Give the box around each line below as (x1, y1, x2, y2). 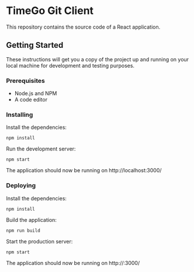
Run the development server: (6, 145, 76, 152)
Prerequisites (6, 76, 45, 85)
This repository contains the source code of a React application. (6, 23, 161, 30)
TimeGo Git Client (6, 4, 94, 18)
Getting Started (6, 40, 64, 50)
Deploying (6, 182, 36, 190)
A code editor (14, 96, 48, 103)
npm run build (6, 228, 41, 233)
